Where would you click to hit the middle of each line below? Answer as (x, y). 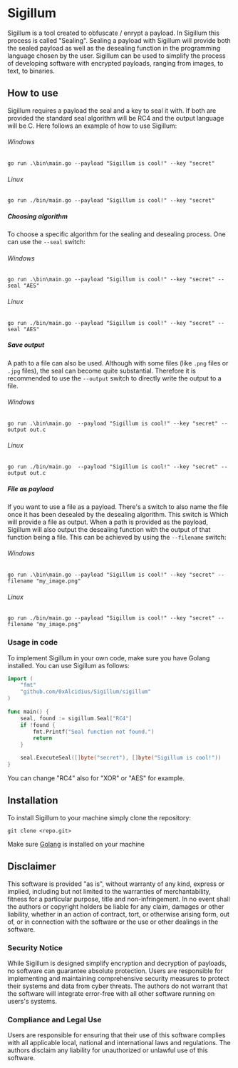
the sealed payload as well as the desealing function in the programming (114, 48)
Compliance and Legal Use (55, 1019)
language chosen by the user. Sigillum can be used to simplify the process (117, 56)
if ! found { (38, 725)
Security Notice (35, 947)
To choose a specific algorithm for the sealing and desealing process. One (117, 234)
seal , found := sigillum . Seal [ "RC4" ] (76, 718)
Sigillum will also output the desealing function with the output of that (109, 529)
